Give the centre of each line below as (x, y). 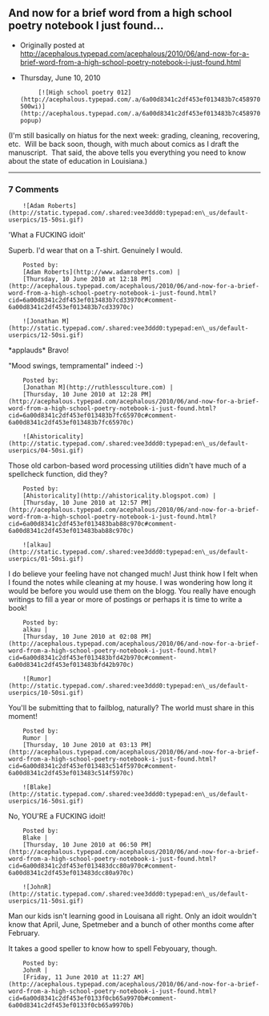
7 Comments (34, 189)
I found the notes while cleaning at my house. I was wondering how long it (130, 583)
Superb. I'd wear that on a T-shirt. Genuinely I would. (95, 250)
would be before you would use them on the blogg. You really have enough (132, 591)
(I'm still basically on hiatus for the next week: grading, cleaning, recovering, (134, 135)
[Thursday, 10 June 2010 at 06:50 (80, 845)
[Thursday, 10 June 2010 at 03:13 (80, 746)
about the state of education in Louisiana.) (78, 161)
